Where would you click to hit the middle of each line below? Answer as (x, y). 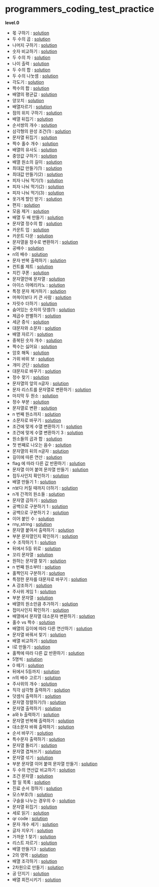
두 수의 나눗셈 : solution (35, 76)
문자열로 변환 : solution (35, 408)
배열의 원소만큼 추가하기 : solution (45, 604)
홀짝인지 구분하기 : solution (39, 573)
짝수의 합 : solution (31, 88)
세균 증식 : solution (31, 322)
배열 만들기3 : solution (34, 849)
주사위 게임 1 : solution (34, 591)
